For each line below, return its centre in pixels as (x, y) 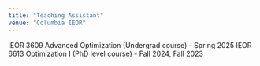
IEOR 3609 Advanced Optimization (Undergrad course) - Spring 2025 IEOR (130, 45)
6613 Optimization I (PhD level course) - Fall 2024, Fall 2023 (106, 53)
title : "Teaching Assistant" (56, 15)
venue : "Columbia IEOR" (47, 23)
